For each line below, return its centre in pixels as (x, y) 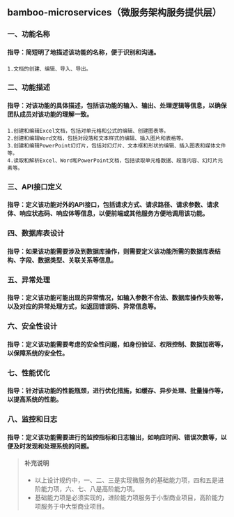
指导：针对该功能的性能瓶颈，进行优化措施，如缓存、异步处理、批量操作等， (117, 391)
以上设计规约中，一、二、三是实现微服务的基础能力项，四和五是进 (129, 480)
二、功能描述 (29, 87)
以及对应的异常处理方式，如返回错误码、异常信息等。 (84, 307)
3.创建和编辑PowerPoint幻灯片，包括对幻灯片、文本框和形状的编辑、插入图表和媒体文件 (117, 145)
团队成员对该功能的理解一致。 (50, 115)
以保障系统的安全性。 (38, 353)
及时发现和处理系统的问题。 (53, 446)
